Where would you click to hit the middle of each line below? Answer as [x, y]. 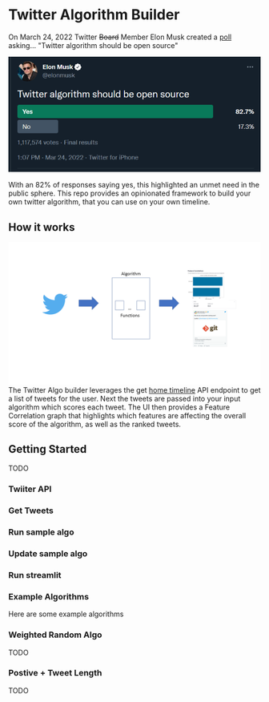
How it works [42, 227]
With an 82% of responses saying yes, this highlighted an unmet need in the [134, 185]
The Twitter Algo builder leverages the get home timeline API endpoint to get [134, 389]
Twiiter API [30, 489]
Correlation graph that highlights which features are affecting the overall [127, 415]
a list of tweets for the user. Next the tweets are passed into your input [124, 398]
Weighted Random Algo [55, 635]
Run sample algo [41, 532]
